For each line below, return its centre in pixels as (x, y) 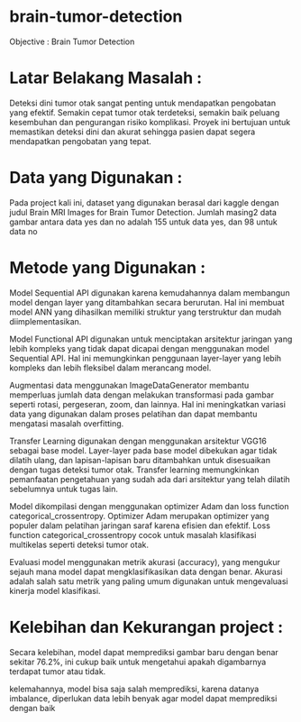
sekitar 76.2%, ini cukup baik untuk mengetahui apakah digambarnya (138, 662)
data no (23, 231)
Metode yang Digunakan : (108, 268)
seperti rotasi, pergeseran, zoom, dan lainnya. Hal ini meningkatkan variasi (148, 404)
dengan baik (32, 708)
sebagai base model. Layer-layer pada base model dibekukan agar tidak (143, 450)
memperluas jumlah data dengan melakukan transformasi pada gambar (142, 395)
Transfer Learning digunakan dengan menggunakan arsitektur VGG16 (138, 441)
